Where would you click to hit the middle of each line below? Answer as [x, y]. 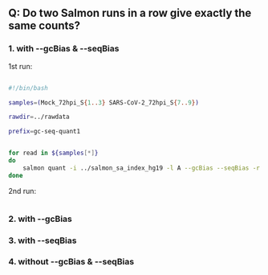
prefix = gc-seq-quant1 [45, 132]
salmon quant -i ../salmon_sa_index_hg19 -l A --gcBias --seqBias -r [142, 168]
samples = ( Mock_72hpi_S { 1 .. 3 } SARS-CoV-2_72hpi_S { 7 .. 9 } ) [104, 103]
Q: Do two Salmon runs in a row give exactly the [130, 13]
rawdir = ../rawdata [39, 117]
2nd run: [22, 191]
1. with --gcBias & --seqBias [64, 49]
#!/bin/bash [28, 88]
